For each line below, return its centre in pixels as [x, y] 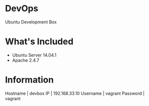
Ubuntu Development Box [31, 22]
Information [29, 80]
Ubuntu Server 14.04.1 [34, 55]
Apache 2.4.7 [26, 60]
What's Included [39, 42]
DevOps [22, 9]
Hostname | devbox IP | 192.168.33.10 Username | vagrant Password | [75, 93]
